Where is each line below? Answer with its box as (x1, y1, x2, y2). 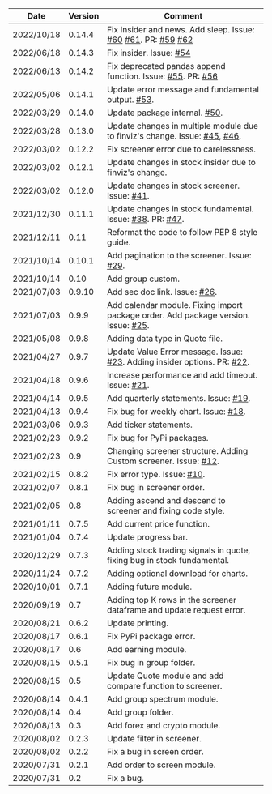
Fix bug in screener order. (106, 482, 205, 493)
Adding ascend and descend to (106, 495, 226, 506)
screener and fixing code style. (106, 506, 225, 516)
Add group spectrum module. (106, 694, 219, 704)
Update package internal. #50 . (106, 107, 223, 118)
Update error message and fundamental (106, 84, 259, 95)
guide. (106, 237, 131, 248)
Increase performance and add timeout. (106, 369, 258, 380)
